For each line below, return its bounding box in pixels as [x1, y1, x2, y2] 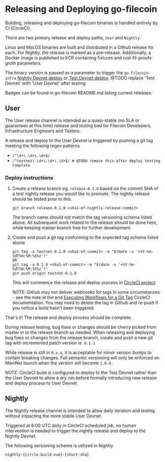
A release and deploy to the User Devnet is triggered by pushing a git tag [5, 137, 154, 143]
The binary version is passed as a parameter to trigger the [5, 69, 123, 75]
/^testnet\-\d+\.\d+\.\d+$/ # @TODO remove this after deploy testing [12, 158, 161, 163]
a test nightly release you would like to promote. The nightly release [12, 191, 150, 197]
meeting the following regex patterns [5, 143, 80, 149]
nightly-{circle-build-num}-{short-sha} [5, 452, 90, 457]
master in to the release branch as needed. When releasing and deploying [5, 329, 155, 335]
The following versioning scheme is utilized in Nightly [5, 442, 113, 449]
